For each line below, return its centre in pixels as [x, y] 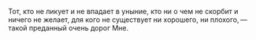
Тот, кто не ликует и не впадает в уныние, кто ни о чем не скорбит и [123, 11]
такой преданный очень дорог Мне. [69, 28]
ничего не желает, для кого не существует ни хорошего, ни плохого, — [128, 20]
